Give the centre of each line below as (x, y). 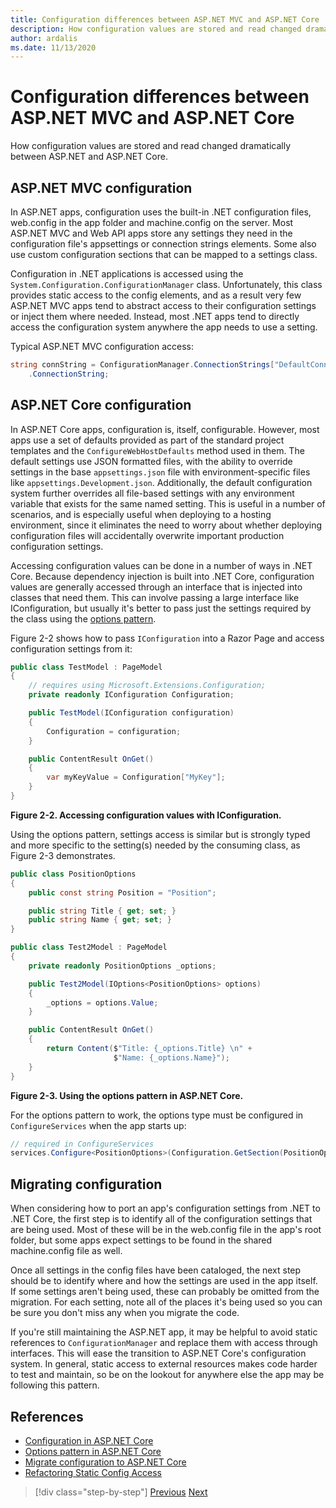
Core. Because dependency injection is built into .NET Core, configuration (162, 576)
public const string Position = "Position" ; (122, 892)
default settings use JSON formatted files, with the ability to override (151, 461)
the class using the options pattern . (83, 618)
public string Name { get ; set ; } (100, 920)
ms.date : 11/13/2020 (53, 47)
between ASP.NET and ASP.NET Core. (89, 157)
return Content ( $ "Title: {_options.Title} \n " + (149, 1049)
